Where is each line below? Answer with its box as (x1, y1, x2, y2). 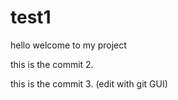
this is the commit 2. (10, 58, 94, 70)
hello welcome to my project (10, 39, 127, 51)
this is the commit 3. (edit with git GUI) (10, 77, 168, 90)
